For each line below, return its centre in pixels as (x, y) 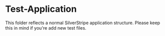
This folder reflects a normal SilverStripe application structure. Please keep (83, 23)
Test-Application (41, 9)
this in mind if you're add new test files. (46, 28)
